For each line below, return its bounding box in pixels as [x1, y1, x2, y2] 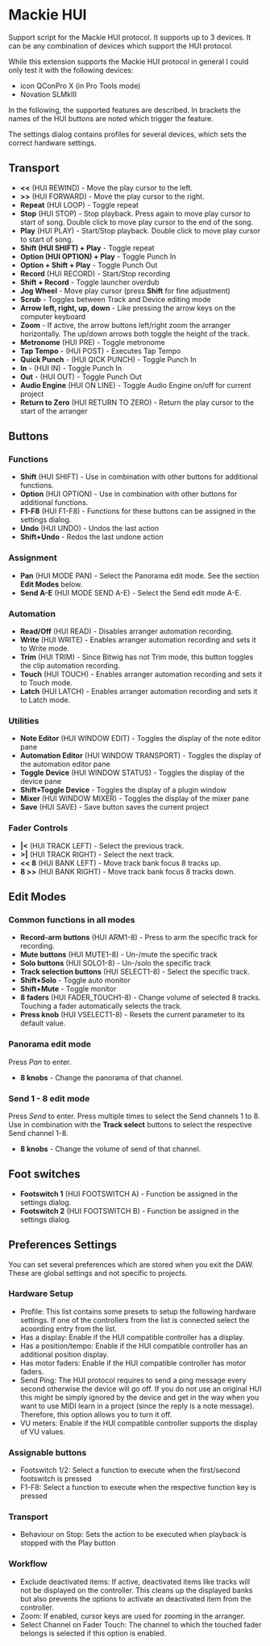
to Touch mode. [19, 678, 73, 688]
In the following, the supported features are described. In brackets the [8, 105, 241, 115]
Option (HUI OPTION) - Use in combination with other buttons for [19, 489, 238, 499]
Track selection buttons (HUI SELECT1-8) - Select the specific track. [19, 967, 250, 977]
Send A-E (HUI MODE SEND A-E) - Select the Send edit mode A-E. [19, 587, 242, 597]
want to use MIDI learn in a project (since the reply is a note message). [19, 1400, 255, 1411]
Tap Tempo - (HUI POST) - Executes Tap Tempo [19, 346, 181, 356]
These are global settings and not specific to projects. [8, 1268, 188, 1278]
